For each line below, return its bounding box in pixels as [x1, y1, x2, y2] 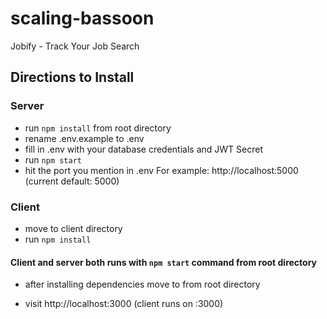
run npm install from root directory [24, 122, 172, 134]
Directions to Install [10, 69, 135, 86]
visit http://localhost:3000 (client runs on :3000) [24, 298, 224, 310]
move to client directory [24, 222, 123, 234]
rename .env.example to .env [24, 132, 145, 144]
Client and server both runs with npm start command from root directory [10, 256, 317, 268]
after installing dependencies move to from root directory [24, 278, 261, 291]
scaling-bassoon [10, 7, 155, 30]
